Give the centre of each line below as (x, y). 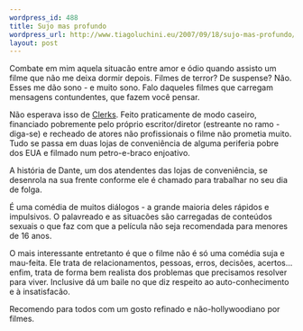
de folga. (26, 189)
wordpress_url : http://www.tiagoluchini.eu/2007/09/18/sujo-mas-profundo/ (153, 34)
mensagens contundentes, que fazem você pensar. (105, 97)
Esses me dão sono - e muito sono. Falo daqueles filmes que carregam (141, 87)
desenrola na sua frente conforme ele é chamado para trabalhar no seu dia (149, 180)
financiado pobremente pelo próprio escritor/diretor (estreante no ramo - (145, 124)
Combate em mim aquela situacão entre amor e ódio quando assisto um (143, 69)
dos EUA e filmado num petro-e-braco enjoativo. (100, 153)
